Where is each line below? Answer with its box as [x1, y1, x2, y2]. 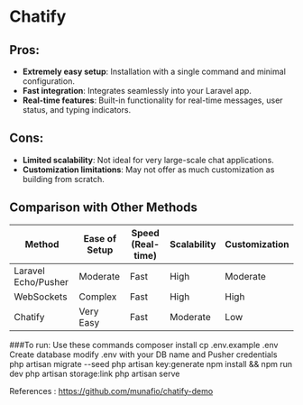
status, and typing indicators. [22, 105, 132, 115]
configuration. [22, 76, 75, 87]
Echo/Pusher [14, 275, 69, 288]
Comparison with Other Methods [9, 200, 198, 216]
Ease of [83, 232, 117, 244]
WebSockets [14, 290, 68, 303]
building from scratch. [22, 173, 106, 184]
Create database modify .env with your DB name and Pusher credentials [9, 349, 278, 360]
